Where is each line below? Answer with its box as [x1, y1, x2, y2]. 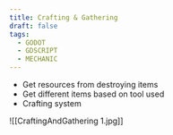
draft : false [9, 21, 58, 30]
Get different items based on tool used [22, 89, 165, 99]
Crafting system [22, 98, 82, 108]
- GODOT [17, 38, 47, 47]
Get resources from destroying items [22, 80, 159, 89]
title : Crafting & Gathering [9, 13, 118, 22]
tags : [9, 30, 30, 38]
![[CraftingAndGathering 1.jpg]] [9, 115, 124, 126]
